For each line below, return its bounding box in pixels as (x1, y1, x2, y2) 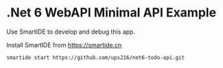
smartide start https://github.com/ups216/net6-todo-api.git (6, 54, 185, 61)
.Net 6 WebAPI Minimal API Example (6, 5, 217, 21)
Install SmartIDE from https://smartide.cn (6, 41, 122, 49)
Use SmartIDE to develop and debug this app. (6, 27, 135, 36)
